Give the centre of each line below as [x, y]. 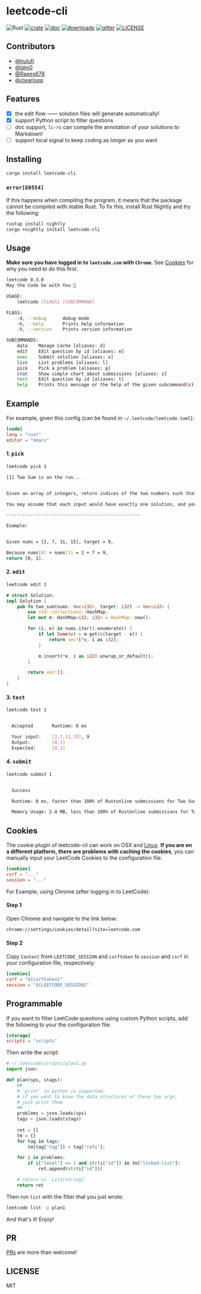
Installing [24, 159]
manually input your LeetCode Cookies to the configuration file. [84, 858]
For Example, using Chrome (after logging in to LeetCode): [78, 891]
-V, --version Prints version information [75, 329]
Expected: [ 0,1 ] [39, 748]
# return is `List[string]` [52, 1180]
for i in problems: [41, 1158]
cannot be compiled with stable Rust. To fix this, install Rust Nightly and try [98, 206]
